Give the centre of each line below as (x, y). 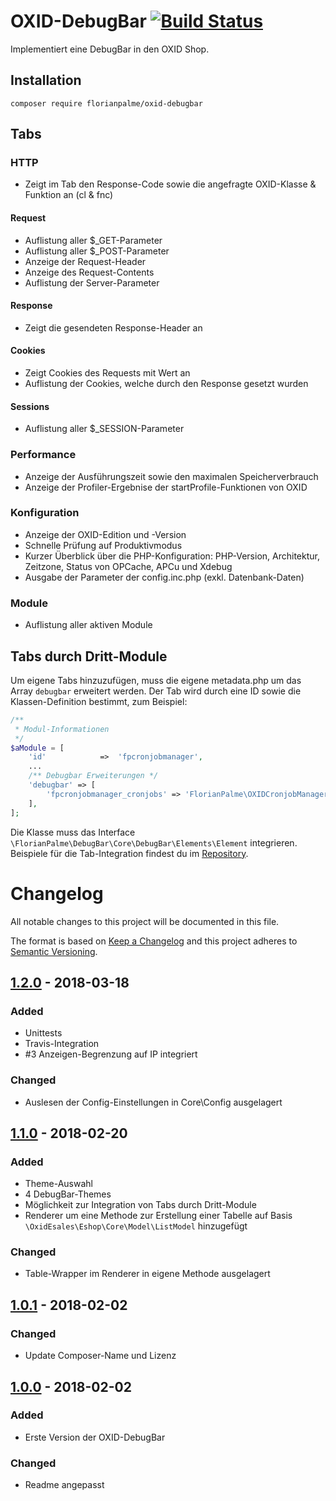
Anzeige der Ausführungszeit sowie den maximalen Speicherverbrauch (171, 476)
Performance (43, 455)
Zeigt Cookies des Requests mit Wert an (107, 373)
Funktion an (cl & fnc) (69, 195)
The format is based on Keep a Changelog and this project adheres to (154, 941)
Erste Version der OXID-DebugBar (95, 1437)
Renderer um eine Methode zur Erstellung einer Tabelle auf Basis (158, 1216)
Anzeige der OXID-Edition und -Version (105, 534)
